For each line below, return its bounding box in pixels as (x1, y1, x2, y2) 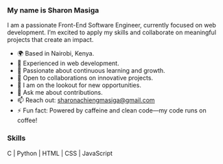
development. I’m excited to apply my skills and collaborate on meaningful (7, 28, 217, 36)
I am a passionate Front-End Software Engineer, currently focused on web (7, 21, 216, 30)
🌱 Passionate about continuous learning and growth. (16, 67, 166, 75)
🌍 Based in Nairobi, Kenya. (16, 49, 95, 58)
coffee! (16, 116, 38, 125)
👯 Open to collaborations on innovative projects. (16, 74, 153, 82)
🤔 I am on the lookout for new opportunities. (16, 81, 142, 89)
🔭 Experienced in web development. (16, 59, 119, 67)
